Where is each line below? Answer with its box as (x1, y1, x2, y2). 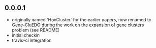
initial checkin (11, 32, 40, 38)
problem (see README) (11, 27, 60, 33)
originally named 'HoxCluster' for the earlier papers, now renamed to (11, 16, 152, 22)
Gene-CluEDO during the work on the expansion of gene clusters (11, 22, 144, 28)
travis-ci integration (11, 37, 52, 43)
